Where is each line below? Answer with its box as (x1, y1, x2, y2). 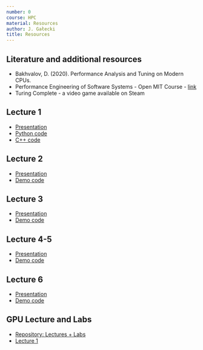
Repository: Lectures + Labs (15, 331, 86, 338)
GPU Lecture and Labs (6, 314, 92, 325)
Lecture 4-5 (6, 234, 53, 244)
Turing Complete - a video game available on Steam (15, 89, 145, 97)
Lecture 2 (6, 154, 44, 164)
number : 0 (6, 9, 32, 15)
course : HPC (6, 15, 36, 21)
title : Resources (6, 32, 50, 38)
